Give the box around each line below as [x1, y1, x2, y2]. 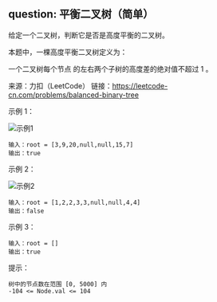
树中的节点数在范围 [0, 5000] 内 [8, 280, 108, 288]
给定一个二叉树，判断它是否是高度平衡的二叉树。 [8, 30, 169, 40]
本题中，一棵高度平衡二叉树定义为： [8, 47, 128, 57]
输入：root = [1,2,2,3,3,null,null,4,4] [8, 198, 141, 206]
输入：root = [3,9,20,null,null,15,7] [8, 140, 134, 149]
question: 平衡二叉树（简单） [8, 7, 154, 22]
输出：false [8, 206, 45, 215]
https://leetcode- [112, 80, 168, 90]
